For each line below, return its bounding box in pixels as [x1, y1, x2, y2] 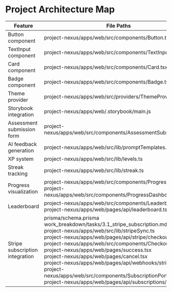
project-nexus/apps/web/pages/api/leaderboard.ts [44, 206, 167, 213]
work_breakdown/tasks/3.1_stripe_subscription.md [44, 221, 167, 228]
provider [8, 96, 28, 103]
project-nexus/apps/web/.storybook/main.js [44, 108, 151, 115]
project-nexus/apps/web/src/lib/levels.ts [44, 155, 143, 162]
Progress [8, 181, 30, 188]
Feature [13, 22, 33, 29]
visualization [8, 188, 38, 195]
